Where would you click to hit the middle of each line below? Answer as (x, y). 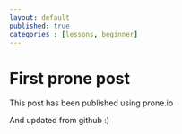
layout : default (39, 17)
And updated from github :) (60, 121)
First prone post (70, 78)
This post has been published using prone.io (91, 103)
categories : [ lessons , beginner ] (74, 34)
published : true (39, 26)
